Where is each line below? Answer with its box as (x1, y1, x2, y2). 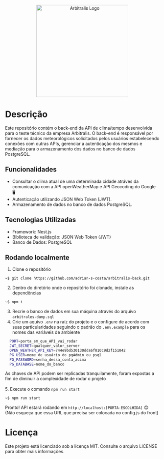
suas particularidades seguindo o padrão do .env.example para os (12, 324, 145, 330)
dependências (12, 290, 42, 296)
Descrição (5, 109, 48, 120)
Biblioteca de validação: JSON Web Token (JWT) (12, 234, 111, 240)
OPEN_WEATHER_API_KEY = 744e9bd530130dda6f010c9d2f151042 (9, 348, 126, 353)
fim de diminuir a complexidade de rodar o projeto (5, 376, 106, 382)
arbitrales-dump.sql (12, 315, 54, 319)
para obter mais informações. (5, 449, 65, 455)
